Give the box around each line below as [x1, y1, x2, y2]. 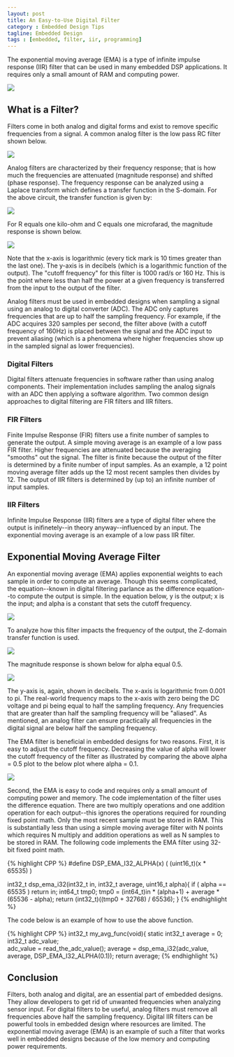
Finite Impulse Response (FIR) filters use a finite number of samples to [7, 430, 210, 439]
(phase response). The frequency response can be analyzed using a [7, 178, 204, 187]
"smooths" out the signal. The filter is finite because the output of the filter [7, 453, 222, 461]
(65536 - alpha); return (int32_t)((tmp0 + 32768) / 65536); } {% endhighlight [7, 895, 227, 903]
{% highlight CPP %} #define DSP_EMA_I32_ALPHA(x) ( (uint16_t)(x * [7, 859, 206, 867]
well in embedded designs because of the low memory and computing [7, 1035, 210, 1043]
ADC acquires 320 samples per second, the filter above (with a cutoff [7, 319, 207, 328]
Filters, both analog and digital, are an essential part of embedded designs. [7, 990, 224, 999]
